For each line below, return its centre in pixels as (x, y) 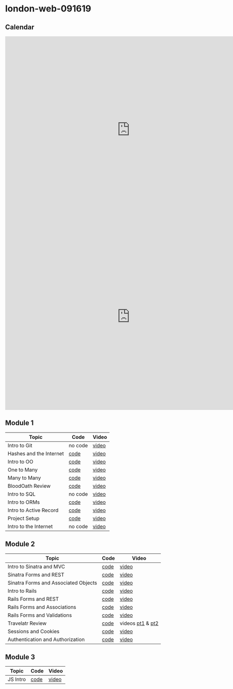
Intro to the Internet (30, 526)
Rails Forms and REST (33, 599)
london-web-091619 (48, 9)
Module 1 (19, 423)
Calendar (20, 27)
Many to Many (24, 478)
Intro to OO (21, 461)
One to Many (23, 470)
